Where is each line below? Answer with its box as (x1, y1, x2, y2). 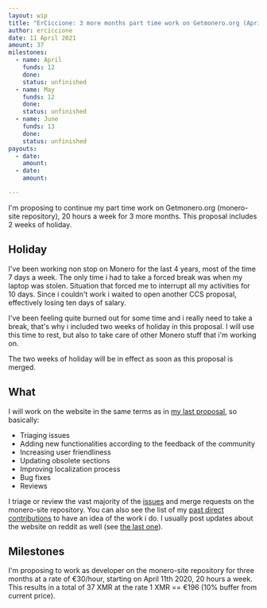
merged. (8, 362, 36, 372)
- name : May (15, 85, 56, 94)
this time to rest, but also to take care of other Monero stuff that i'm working (8, 330, 257, 339)
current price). (8, 591, 56, 601)
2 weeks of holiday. (8, 219, 72, 229)
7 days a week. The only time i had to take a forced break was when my (8, 272, 243, 282)
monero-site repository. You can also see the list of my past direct (8, 505, 224, 514)
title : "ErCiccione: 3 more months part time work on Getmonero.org (8, 19, 240, 27)
